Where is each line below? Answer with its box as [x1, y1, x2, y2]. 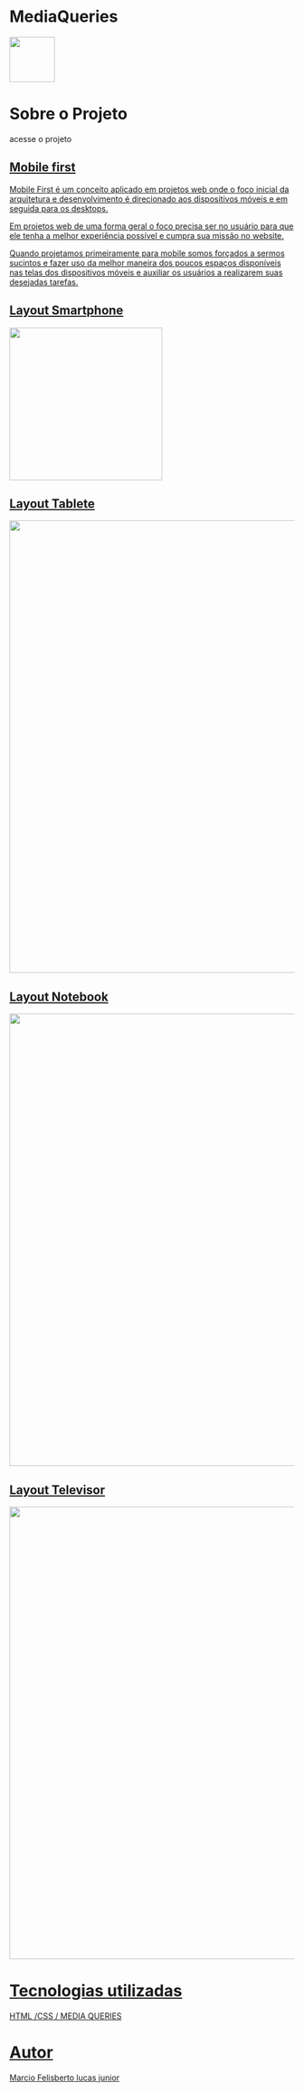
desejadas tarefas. [9, 276, 79, 287]
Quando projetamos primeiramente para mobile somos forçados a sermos [9, 247, 285, 259]
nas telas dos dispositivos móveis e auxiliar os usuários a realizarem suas [9, 267, 283, 278]
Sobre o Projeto [9, 104, 128, 124]
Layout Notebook [9, 989, 109, 1004]
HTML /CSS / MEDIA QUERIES [9, 2011, 122, 2021]
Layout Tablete [9, 496, 95, 511]
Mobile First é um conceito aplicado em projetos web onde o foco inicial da [9, 184, 290, 195]
